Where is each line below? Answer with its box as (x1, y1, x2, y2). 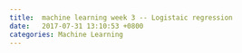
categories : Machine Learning (9, 30, 124, 39)
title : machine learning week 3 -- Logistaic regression (9, 13, 233, 22)
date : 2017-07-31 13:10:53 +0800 (9, 22, 144, 31)
